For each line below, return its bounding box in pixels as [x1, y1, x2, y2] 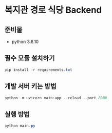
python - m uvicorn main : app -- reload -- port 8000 [4, 95, 108, 100]
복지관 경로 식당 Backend [4, 4, 102, 16]
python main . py [4, 123, 36, 129]
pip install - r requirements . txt [4, 67, 73, 72]
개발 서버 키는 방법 [4, 82, 56, 90]
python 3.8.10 [11, 39, 39, 44]
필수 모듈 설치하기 [4, 54, 55, 63]
